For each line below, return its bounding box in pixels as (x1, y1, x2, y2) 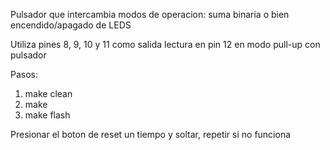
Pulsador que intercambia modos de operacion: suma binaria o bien (10, 9, 290, 20)
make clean (24, 88, 73, 99)
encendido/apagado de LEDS (10, 19, 132, 31)
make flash (24, 109, 71, 121)
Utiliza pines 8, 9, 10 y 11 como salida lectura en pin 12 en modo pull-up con (10, 39, 321, 50)
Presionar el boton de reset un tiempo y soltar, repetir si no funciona (10, 129, 292, 140)
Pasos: (10, 69, 39, 80)
